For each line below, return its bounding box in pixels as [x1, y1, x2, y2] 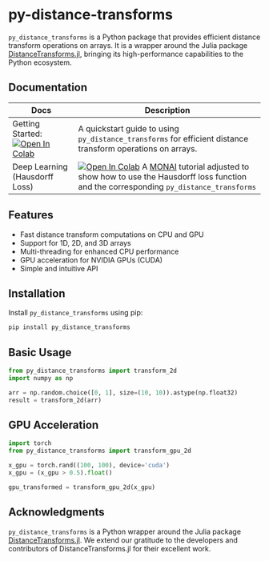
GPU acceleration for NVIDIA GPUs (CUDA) [19, 254, 163, 265]
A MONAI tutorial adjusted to [141, 161, 250, 172]
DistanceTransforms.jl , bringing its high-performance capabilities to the [8, 49, 244, 58]
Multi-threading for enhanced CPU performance [19, 246, 179, 256]
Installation [8, 287, 66, 300]
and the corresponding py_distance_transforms [78, 181, 257, 192]
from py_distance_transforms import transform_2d [8, 367, 178, 375]
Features [8, 208, 54, 222]
